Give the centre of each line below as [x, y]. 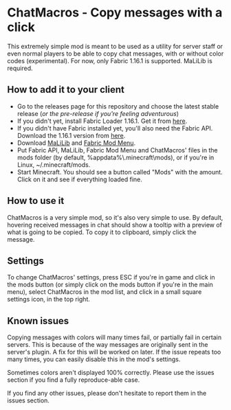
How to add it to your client [66, 90]
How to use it [36, 201]
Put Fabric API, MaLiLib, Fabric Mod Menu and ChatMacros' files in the [117, 150]
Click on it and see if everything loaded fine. [80, 179]
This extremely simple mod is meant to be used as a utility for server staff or [115, 46]
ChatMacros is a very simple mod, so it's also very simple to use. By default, [115, 217]
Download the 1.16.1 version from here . [71, 135]
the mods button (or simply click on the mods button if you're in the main [110, 285]
